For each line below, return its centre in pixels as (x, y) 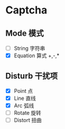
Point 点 (23, 90)
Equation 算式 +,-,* (37, 55)
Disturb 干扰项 (32, 76)
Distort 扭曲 (28, 120)
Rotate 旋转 (28, 113)
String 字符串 (29, 48)
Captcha (26, 10)
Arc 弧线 (24, 106)
